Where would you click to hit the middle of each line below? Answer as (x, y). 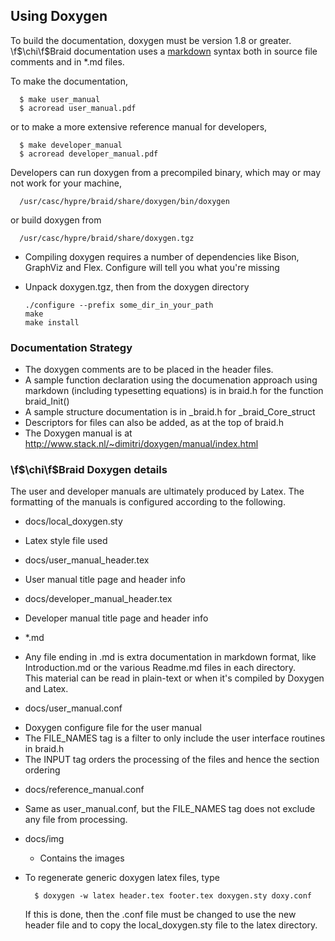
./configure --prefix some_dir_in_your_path (119, 305)
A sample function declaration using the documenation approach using (171, 380)
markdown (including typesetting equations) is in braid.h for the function (174, 391)
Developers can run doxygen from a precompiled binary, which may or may (166, 172)
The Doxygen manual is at (78, 433)
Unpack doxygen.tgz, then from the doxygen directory (137, 286)
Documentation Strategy (71, 347)
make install (52, 322)
